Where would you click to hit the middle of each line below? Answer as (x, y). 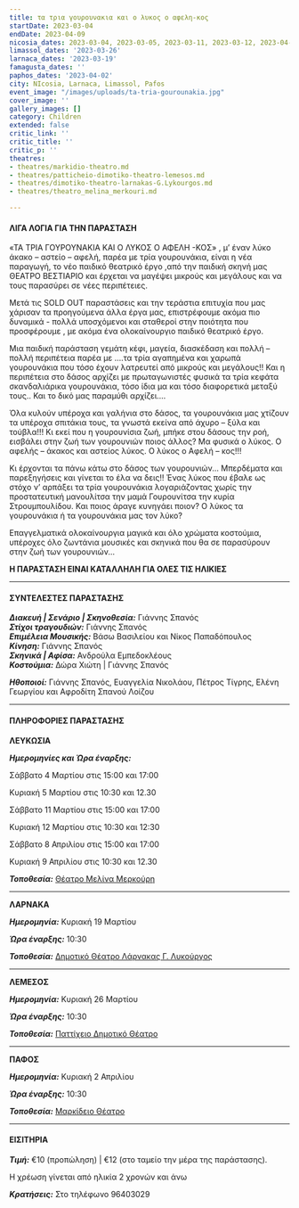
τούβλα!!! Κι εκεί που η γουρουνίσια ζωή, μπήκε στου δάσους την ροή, (139, 432)
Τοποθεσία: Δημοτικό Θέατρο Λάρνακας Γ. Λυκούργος (111, 956)
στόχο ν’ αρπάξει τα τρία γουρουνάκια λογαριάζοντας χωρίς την (130, 488)
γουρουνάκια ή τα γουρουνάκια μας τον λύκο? (96, 516)
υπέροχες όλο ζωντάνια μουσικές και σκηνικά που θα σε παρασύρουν (140, 542)
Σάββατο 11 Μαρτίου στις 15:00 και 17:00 (85, 809)
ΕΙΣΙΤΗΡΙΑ (29, 1140)
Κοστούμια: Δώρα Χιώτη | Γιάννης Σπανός (89, 665)
